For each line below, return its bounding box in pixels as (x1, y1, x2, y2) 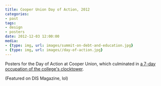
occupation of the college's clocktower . (5, 66, 84, 72)
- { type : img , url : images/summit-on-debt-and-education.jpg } (5, 43, 133, 48)
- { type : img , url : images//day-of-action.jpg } (5, 47, 103, 52)
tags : (5, 20, 16, 26)
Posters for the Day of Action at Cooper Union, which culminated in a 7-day (5, 61, 156, 67)
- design (5, 25, 23, 30)
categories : (5, 12, 29, 16)
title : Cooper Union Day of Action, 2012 (5, 7, 90, 12)
